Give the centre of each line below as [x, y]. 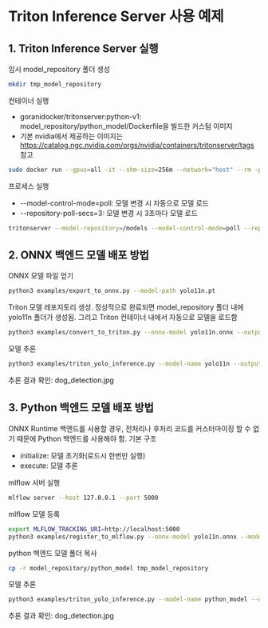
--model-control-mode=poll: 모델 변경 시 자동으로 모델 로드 [114, 203]
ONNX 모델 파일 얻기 [41, 276]
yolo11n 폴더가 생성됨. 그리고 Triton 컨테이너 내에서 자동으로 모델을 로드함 [123, 318]
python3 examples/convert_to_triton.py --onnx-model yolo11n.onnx [121, 333]
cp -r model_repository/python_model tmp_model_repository [108, 568]
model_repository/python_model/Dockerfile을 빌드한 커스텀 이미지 [126, 126]
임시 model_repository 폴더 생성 [59, 69]
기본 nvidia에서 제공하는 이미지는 [71, 136]
